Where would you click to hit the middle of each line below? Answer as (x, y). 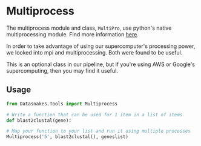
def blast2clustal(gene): (39, 120)
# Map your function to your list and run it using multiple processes (98, 131)
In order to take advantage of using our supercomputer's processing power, (101, 46)
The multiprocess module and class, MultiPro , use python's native (89, 28)
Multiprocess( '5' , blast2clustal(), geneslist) (68, 137)
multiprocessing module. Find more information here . (73, 34)
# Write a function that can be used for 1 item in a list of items (94, 114)
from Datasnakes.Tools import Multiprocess (62, 104)
